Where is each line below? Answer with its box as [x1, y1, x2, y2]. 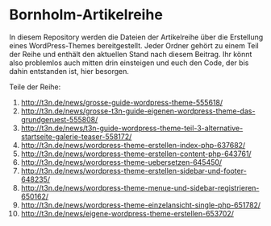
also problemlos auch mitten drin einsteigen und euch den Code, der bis [9, 58, 249, 68]
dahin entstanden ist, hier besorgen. [9, 66, 130, 76]
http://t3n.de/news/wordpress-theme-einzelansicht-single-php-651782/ [20, 199, 261, 210]
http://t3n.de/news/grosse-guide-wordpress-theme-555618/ [20, 97, 223, 107]
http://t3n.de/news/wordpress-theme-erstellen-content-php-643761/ [20, 149, 252, 158]
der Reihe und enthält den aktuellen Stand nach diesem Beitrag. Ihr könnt [9, 49, 252, 59]
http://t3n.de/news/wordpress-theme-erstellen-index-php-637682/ [20, 140, 246, 150]
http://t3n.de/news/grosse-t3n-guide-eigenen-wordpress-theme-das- [20, 106, 256, 116]
